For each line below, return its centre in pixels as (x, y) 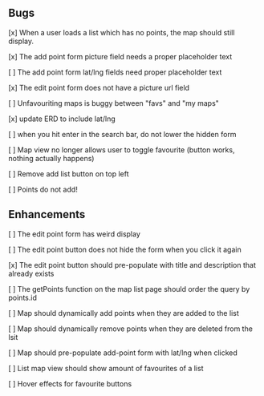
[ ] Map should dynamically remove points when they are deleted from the (130, 329)
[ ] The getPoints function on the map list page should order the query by (129, 289)
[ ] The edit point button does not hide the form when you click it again (125, 249)
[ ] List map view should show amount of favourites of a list (106, 368)
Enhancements (47, 214)
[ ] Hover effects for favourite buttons (70, 383)
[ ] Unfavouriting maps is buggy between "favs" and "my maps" (114, 103)
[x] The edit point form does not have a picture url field (99, 87)
